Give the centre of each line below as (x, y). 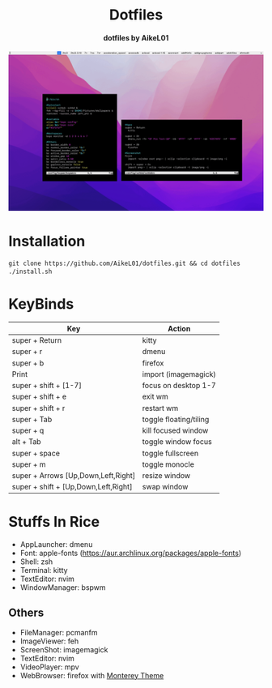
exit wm (155, 397)
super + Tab (32, 419)
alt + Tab (27, 442)
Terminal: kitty (44, 570)
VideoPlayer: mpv (49, 667)
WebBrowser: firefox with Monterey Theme (92, 675)
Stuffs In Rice (54, 521)
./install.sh (30, 272)
